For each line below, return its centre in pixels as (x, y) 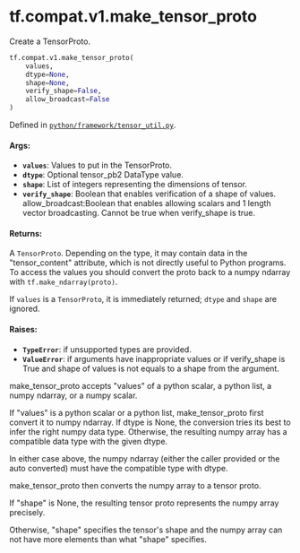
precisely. (27, 512)
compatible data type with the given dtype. (89, 441)
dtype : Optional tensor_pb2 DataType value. (103, 175)
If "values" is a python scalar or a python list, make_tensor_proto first (137, 412)
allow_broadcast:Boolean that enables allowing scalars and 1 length (146, 203)
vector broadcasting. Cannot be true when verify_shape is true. (139, 213)
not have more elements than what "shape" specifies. (108, 539)
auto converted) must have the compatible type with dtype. (119, 468)
